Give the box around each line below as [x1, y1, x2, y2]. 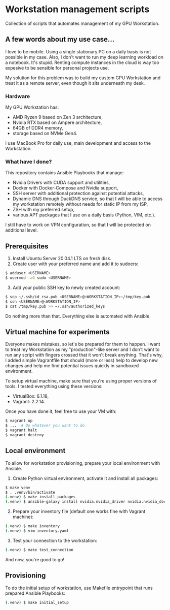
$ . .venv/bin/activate [5, 490, 56, 495]
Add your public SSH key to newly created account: [12, 284, 120, 291]
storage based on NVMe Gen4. [12, 131, 77, 137]
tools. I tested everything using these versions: [5, 383, 103, 390]
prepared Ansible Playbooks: [5, 590, 66, 596]
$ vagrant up [5, 418, 33, 424]
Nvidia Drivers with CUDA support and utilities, [12, 179, 110, 186]
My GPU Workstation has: [5, 104, 59, 110]
